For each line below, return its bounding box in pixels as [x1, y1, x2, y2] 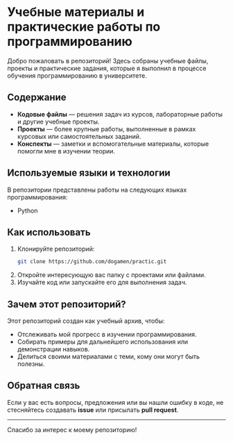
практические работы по [7, 19, 161, 35]
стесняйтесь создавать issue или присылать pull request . [7, 406, 179, 414]
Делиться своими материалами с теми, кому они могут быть [17, 352, 200, 361]
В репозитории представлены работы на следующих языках [7, 185, 187, 194]
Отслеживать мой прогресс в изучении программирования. [17, 331, 197, 339]
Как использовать [7, 226, 92, 238]
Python [17, 206, 38, 215]
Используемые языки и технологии [7, 167, 171, 179]
